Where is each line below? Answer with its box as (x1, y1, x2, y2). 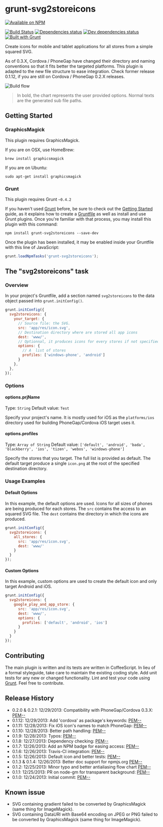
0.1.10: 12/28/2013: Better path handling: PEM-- (12, 728, 106, 734)
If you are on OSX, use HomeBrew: (5, 147, 75, 153)
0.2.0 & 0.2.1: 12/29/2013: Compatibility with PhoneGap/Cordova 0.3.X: (12, 707, 153, 713)
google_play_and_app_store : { (14, 602, 75, 607)
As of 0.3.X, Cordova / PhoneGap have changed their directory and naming (5, 58, 155, 64)
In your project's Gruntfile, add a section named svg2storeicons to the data (5, 293, 155, 299)
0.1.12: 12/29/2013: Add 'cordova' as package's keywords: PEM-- (12, 717, 142, 723)
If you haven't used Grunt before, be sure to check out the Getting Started (5, 206, 153, 211)
